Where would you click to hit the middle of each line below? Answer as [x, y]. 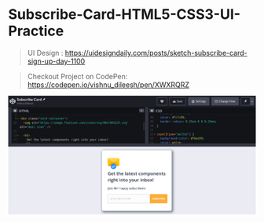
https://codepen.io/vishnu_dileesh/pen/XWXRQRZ [108, 85]
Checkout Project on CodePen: [77, 76]
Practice [36, 31]
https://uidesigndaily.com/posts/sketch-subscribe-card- [156, 53]
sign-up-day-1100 [56, 61]
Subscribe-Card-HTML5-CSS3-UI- [125, 15]
